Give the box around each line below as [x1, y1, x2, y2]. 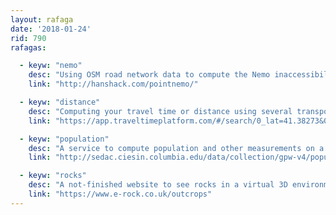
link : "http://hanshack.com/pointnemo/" [28, 79, 199, 90]
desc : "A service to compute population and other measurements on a [28, 143, 325, 153]
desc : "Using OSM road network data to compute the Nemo [28, 70, 271, 80]
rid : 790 [10, 33, 47, 43]
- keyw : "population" [19, 134, 110, 144]
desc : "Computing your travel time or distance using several [28, 106, 293, 116]
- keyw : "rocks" [19, 171, 87, 181]
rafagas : [10, 42, 47, 53]
